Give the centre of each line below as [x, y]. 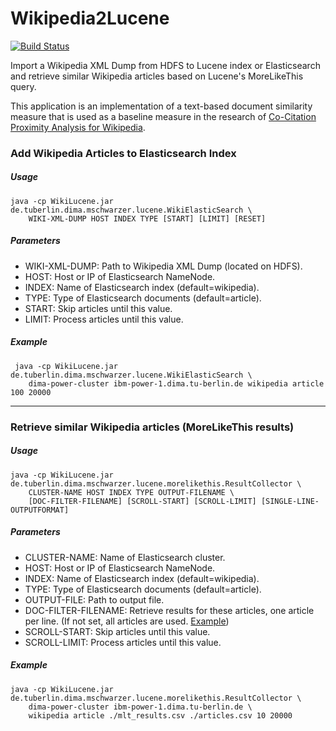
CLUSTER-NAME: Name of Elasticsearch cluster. [125, 557]
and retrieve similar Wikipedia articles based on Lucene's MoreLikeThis [157, 76]
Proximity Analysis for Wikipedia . [78, 127]
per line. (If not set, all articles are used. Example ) [127, 621]
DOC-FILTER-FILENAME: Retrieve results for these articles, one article [169, 610]
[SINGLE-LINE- [290, 501]
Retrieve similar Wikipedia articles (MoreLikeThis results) [152, 427]
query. [23, 86]
